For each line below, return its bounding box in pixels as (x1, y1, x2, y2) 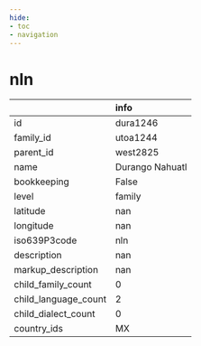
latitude (14, 205, 46, 218)
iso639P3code (14, 234, 78, 247)
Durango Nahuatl (114, 161, 187, 173)
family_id (14, 132, 51, 145)
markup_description (14, 264, 99, 276)
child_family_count (14, 278, 92, 291)
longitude (14, 220, 54, 232)
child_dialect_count (14, 308, 96, 321)
